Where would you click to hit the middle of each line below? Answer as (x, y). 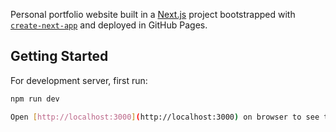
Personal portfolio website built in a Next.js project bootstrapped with (153, 14)
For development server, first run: (79, 80)
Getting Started (59, 56)
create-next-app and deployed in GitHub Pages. (109, 25)
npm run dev (35, 99)
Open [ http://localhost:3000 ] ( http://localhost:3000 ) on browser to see (165, 117)
